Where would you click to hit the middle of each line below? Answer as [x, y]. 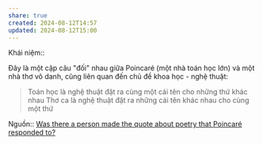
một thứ [40, 109]
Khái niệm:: [27, 53]
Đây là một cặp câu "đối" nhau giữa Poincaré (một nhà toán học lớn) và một [131, 68]
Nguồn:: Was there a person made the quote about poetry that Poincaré [125, 124]
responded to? [32, 132]
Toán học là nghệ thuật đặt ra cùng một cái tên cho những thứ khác [137, 92]
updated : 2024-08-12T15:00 [53, 30]
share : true [28, 15]
